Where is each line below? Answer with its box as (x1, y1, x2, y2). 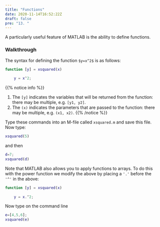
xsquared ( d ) (5, 157, 29, 162)
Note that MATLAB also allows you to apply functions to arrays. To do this (5, 165, 153, 171)
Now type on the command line (5, 203, 68, 209)
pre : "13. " (5, 21, 29, 26)
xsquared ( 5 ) (5, 134, 29, 139)
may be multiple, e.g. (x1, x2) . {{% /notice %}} (12, 110, 108, 116)
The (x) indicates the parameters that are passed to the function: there (12, 104, 155, 110)
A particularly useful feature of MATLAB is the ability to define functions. (5, 34, 151, 40)
